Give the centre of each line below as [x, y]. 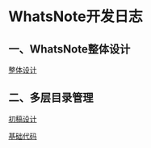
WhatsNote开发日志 [75, 17]
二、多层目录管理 [51, 98]
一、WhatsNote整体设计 [69, 49]
